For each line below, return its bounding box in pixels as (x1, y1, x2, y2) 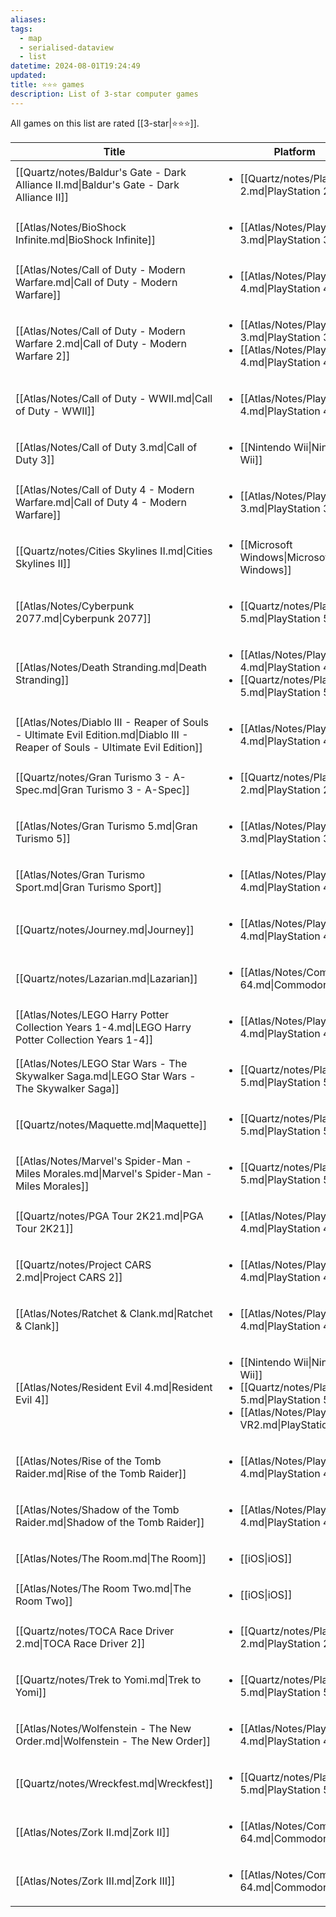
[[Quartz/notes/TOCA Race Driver (15, 1624, 175, 1638)
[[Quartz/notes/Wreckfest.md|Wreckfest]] (15, 1776, 214, 1790)
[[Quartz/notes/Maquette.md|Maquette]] (15, 1117, 208, 1131)
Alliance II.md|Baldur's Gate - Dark (15, 177, 180, 191)
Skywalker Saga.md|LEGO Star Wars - (15, 1069, 197, 1083)
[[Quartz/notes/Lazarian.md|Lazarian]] (15, 971, 198, 985)
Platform (273, 144, 316, 158)
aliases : (10, 14, 47, 25)
